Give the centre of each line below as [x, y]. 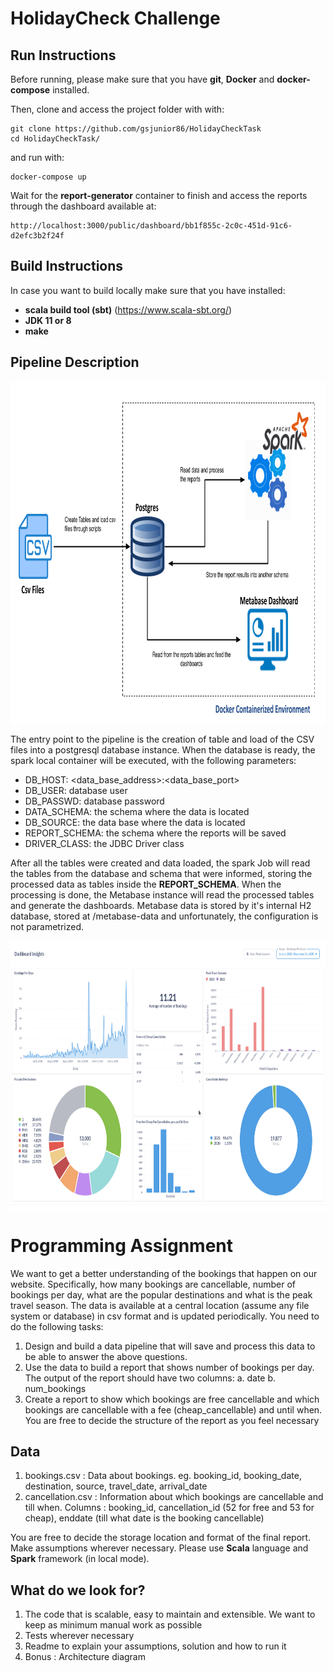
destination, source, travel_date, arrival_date [116, 1486]
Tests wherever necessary [79, 1636]
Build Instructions [67, 266]
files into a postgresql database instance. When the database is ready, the [163, 749]
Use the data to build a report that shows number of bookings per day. [169, 1367]
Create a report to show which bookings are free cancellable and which [172, 1399]
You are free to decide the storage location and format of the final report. [161, 1538]
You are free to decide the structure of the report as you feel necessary [172, 1420]
